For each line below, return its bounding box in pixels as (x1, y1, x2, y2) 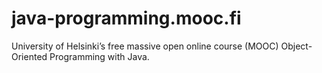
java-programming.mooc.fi (11, 7, 242, 30)
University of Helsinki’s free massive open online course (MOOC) (11, 40, 279, 52)
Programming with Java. (49, 50, 150, 62)
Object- (280, 40, 313, 52)
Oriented (11, 50, 48, 62)
